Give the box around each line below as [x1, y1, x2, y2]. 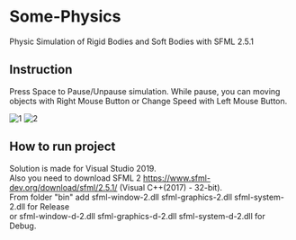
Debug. [9, 220, 37, 231]
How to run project [9, 139, 116, 155]
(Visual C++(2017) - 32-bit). [119, 182, 223, 192]
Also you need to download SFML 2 [9, 173, 141, 183]
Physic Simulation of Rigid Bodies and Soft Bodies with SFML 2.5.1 [9, 36, 255, 47]
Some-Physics [9, 6, 121, 27]
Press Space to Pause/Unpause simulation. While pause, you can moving [9, 85, 281, 96]
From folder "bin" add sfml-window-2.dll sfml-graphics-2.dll [9, 191, 232, 202]
